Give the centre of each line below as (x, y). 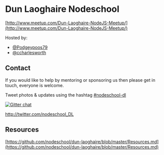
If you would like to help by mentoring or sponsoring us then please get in (80, 80)
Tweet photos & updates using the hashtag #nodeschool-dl (66, 95)
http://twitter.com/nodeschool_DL (40, 114)
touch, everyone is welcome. (35, 85)
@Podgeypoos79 (30, 47)
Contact (18, 68)
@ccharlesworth (29, 52)
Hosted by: (16, 38)
